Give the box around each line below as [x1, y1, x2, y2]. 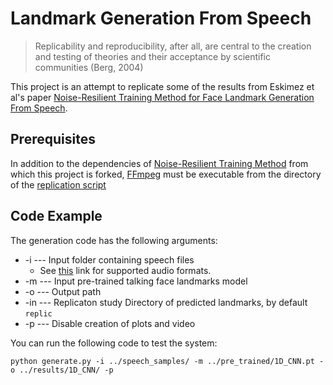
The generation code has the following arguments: [10, 234, 218, 246]
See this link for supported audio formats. [39, 264, 212, 276]
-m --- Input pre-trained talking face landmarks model [24, 275, 248, 287]
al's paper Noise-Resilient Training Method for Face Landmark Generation [10, 91, 315, 103]
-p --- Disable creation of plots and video [24, 317, 196, 329]
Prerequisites [10, 131, 96, 148]
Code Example [10, 208, 103, 225]
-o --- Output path [24, 285, 102, 297]
